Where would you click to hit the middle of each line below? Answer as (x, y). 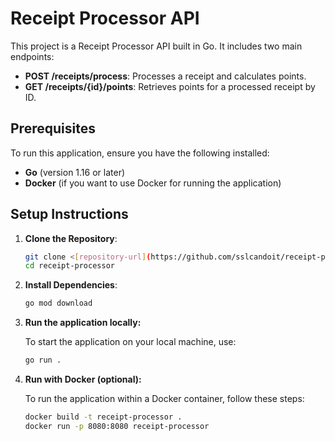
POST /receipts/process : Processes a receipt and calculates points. (165, 76)
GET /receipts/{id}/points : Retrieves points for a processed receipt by (170, 86)
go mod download (58, 303)
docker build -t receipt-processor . (103, 417)
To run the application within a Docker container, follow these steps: (164, 399)
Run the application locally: (83, 323)
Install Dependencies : (71, 285)
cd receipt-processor (69, 266)
